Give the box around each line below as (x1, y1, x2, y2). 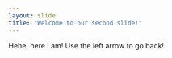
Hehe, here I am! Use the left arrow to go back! (8, 41, 164, 50)
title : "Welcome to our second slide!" (8, 19, 143, 27)
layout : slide (8, 11, 57, 20)
